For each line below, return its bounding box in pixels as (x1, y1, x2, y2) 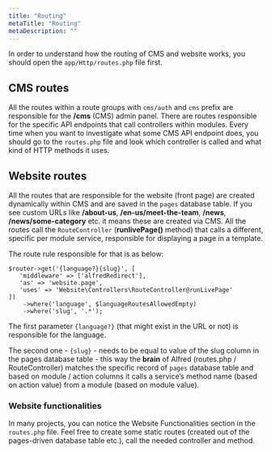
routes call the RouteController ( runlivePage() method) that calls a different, (8, 225, 264, 235)
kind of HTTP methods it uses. (8, 146, 110, 155)
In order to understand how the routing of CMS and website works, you (8, 49, 246, 59)
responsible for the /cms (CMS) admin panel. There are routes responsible (8, 111, 257, 121)
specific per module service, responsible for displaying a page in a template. (8, 234, 264, 243)
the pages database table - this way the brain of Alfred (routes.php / (8, 354, 237, 364)
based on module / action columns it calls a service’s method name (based (8, 371, 257, 381)
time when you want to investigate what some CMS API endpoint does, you (8, 129, 259, 138)
